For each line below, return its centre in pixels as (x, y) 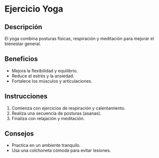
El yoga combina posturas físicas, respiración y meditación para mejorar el (79, 38)
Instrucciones (26, 97)
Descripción (23, 27)
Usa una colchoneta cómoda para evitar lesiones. (61, 150)
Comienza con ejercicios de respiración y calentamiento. (69, 108)
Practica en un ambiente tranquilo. (46, 145)
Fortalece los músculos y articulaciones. (52, 81)
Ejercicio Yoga (34, 9)
